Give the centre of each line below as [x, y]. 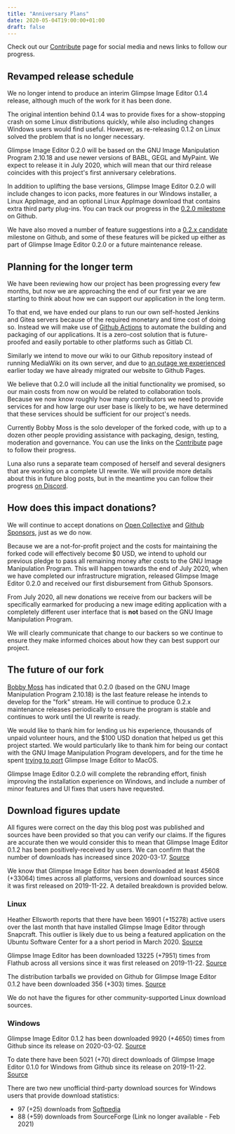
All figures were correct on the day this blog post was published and [106, 828]
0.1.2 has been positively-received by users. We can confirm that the [106, 850]
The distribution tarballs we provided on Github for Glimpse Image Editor [112, 976]
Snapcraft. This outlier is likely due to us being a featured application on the [116, 934]
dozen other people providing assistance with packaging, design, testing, [113, 435]
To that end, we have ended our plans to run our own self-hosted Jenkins [113, 312]
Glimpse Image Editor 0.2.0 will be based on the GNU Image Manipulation [113, 150]
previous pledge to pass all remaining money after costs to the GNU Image [115, 561]
